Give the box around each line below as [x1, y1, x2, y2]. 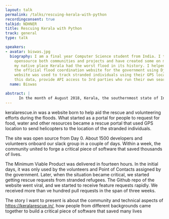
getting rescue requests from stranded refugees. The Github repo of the [5, 177, 155, 183]
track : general [5, 31, 37, 36]
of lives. [5, 151, 22, 157]
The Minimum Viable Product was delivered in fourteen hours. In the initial [5, 161, 158, 167]
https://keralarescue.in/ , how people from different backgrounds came [5, 202, 151, 208]
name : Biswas [10, 82, 37, 87]
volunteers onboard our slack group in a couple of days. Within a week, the [5, 140, 161, 146]
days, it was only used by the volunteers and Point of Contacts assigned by [5, 166, 161, 172]
